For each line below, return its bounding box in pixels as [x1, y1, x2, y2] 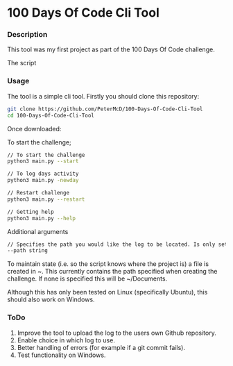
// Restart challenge [7, 190, 70, 197]
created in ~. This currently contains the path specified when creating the [7, 267, 218, 276]
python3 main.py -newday [7, 177, 79, 184]
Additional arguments [7, 227, 69, 235]
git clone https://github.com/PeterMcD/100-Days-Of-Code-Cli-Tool [7, 106, 203, 113]
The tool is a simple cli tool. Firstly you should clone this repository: [7, 92, 200, 100]
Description [7, 30, 48, 40]
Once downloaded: [7, 124, 62, 133]
